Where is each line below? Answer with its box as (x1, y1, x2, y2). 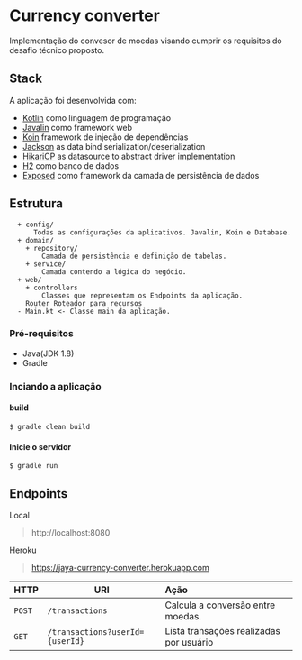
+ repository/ (25, 243, 78, 252)
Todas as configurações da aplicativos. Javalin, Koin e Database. (32, 227, 292, 237)
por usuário (164, 637, 214, 648)
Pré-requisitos (9, 327, 74, 340)
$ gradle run (9, 462, 58, 471)
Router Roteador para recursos (25, 298, 143, 307)
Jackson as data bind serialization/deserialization (22, 141, 206, 151)
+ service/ (25, 259, 67, 269)
